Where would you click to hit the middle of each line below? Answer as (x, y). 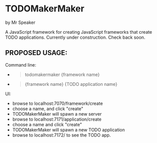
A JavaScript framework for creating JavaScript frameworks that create (79, 32)
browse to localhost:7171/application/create (57, 119)
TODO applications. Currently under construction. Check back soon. (75, 37)
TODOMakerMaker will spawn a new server (57, 114)
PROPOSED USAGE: (36, 53)
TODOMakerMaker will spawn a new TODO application (69, 130)
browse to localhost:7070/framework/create (58, 103)
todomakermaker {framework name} (62, 74)
